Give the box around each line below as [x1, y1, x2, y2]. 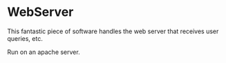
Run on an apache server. [7, 48, 81, 56]
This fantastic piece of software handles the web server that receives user [7, 27, 219, 35]
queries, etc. [7, 34, 43, 42]
